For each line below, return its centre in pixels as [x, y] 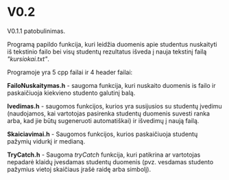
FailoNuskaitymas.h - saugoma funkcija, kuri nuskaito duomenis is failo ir [111, 85]
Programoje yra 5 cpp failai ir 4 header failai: [70, 72]
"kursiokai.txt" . [28, 58]
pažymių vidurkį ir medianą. [46, 141]
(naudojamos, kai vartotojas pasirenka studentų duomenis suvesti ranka [109, 113]
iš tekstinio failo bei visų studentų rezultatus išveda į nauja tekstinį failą [107, 52]
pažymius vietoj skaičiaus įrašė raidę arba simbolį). [79, 169]
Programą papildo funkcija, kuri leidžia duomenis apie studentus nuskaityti [112, 44]
